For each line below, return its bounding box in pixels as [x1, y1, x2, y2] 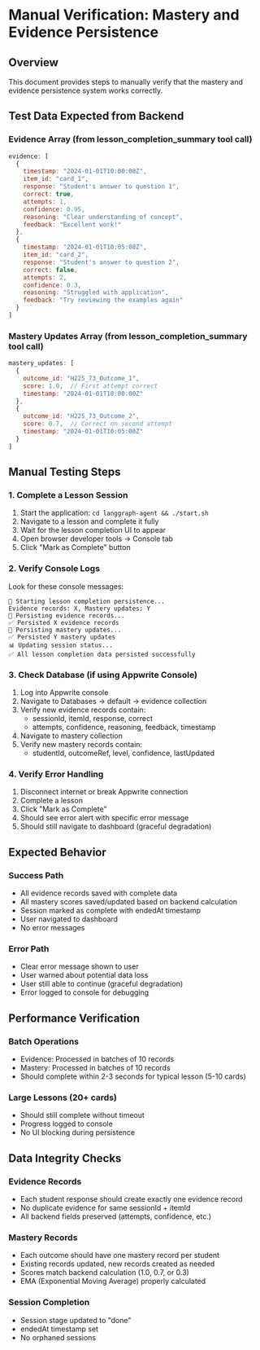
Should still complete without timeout [19, 1110, 145, 1120]
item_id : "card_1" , [23, 175, 89, 183]
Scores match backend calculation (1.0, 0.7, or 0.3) [19, 1268, 189, 1277]
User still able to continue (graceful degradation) [19, 979, 184, 989]
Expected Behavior [8, 845, 107, 859]
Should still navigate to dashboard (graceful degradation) [19, 821, 212, 832]
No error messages [19, 923, 85, 932]
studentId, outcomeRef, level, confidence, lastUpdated [32, 748, 215, 759]
